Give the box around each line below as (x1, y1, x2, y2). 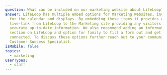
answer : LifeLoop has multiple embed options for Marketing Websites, (5, 12, 155, 17)
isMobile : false (5, 44, 39, 49)
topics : (5, 48, 21, 53)
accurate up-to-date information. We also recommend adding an (9, 26, 143, 31)
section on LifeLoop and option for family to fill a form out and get (9, 30, 162, 35)
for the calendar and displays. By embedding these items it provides (9, 16, 159, 21)
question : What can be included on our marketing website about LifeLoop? (5, 7, 164, 12)
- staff (9, 62, 26, 67)
